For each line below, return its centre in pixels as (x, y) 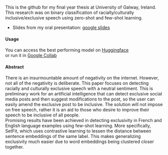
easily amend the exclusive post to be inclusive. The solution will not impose (84, 104)
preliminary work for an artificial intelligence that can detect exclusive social (83, 94)
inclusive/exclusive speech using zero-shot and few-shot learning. (74, 18)
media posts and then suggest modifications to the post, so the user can (80, 99)
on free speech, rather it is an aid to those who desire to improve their (77, 110)
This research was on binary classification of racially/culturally (70, 12)
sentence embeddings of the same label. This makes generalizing (73, 136)
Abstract (15, 66)
